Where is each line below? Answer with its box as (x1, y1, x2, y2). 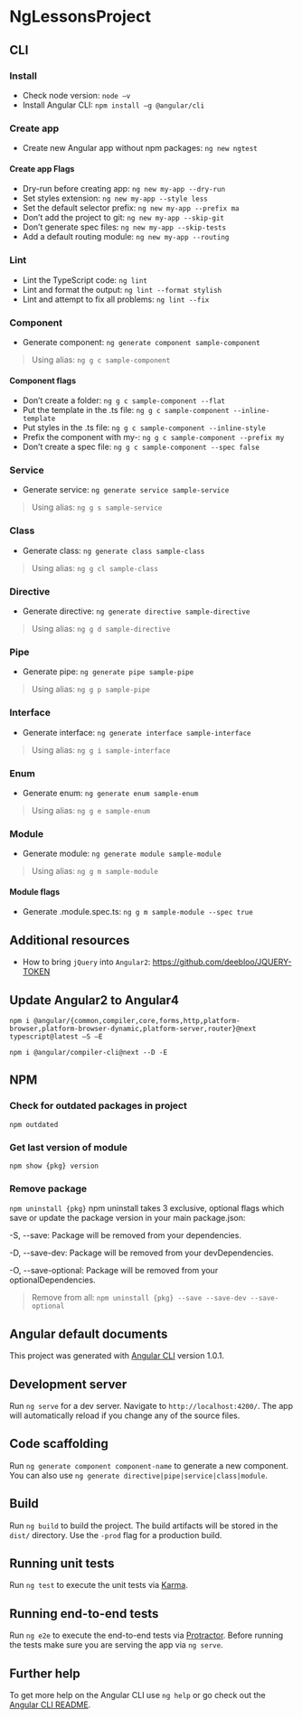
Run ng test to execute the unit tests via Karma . (9, 1580, 188, 1591)
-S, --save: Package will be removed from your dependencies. (9, 1230, 242, 1241)
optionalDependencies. (9, 1274, 97, 1285)
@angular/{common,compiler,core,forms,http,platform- (33, 1017, 241, 1026)
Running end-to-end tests (9, 1606, 159, 1621)
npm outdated (9, 1120, 59, 1129)
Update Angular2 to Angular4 (9, 992, 179, 1008)
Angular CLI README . (9, 1699, 91, 1710)
